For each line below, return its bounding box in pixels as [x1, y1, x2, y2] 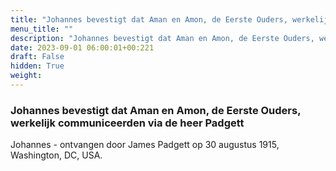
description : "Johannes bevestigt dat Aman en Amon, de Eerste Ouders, [10, 33, 315, 43]
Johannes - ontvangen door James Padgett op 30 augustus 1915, [10, 139, 280, 151]
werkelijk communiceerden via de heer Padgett [10, 116, 245, 130]
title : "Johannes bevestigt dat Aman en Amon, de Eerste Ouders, [10, 14, 288, 25]
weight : [10, 71, 43, 81]
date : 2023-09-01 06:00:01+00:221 [10, 42, 155, 53]
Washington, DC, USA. [10, 149, 103, 161]
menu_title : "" [10, 24, 74, 34]
